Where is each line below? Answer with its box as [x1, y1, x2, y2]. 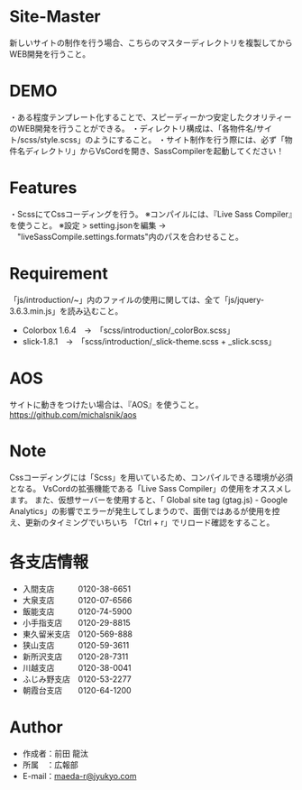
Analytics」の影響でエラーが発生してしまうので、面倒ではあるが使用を [9, 505, 272, 516]
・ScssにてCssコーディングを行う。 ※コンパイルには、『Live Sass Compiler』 [9, 208, 293, 219]
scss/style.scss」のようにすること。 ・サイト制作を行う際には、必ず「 [20, 133, 286, 145]
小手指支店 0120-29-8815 [22, 617, 131, 628]
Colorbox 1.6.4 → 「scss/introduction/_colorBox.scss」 [22, 325, 235, 335]
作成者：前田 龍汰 [22, 748, 88, 758]
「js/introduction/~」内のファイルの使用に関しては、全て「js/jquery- [9, 294, 265, 305]
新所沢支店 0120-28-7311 [22, 651, 129, 662]
